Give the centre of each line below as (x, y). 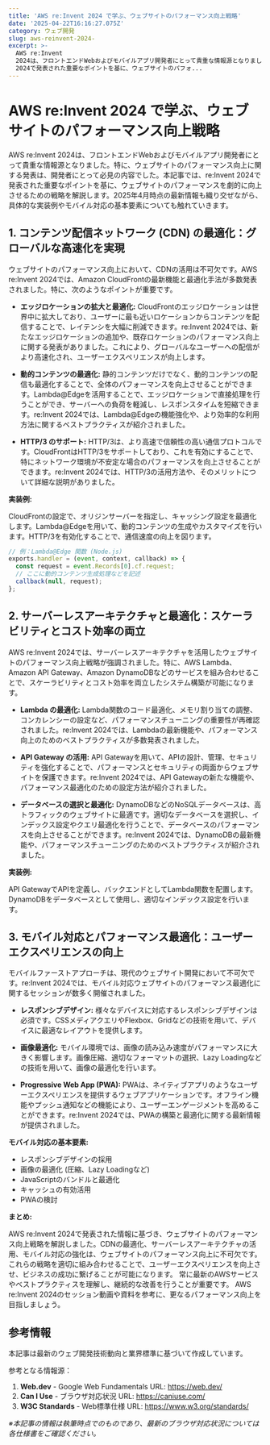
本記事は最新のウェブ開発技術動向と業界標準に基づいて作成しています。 (128, 1353)
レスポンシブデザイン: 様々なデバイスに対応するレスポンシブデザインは (139, 1010)
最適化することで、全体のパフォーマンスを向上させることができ (140, 384)
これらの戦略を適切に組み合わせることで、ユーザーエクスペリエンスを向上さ (135, 1264)
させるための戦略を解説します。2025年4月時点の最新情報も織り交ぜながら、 (135, 195)
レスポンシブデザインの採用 (66, 1160)
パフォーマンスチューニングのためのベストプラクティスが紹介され (151, 844)
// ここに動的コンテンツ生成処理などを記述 (78, 574)
